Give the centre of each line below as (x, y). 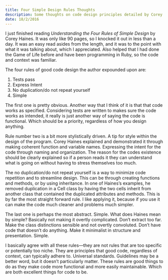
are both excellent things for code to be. (47, 272)
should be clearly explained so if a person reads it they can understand (78, 158)
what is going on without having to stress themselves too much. (71, 163)
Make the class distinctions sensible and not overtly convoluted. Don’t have (83, 225)
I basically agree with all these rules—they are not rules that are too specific (83, 245)
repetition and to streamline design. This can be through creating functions (82, 178)
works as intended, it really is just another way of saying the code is (75, 116)
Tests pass (24, 80)
